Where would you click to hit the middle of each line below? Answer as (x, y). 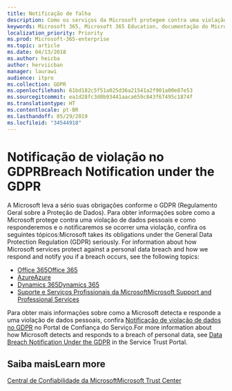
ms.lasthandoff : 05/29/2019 (48, 116)
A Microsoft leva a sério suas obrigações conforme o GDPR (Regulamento (112, 205)
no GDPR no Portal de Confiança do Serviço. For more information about (109, 327)
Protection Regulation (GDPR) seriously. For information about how (102, 242)
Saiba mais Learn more (56, 364)
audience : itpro (30, 78)
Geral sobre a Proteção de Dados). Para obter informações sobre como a (111, 213)
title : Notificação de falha (49, 13)
